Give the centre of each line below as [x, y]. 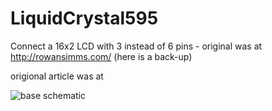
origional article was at [57, 76]
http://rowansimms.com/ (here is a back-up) [101, 56]
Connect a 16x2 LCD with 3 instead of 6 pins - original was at [136, 46]
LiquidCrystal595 [84, 18]
